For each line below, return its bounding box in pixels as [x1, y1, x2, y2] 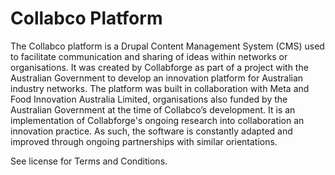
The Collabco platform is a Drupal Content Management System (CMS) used [10, 40, 325, 52]
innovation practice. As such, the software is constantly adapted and [10, 125, 293, 137]
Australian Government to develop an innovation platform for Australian [10, 72, 304, 84]
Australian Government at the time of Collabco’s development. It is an [10, 103, 296, 116]
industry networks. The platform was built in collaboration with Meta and [10, 82, 310, 94]
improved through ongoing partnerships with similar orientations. [10, 135, 278, 147]
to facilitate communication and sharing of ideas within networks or [10, 50, 288, 62]
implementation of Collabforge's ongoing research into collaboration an [10, 114, 305, 126]
